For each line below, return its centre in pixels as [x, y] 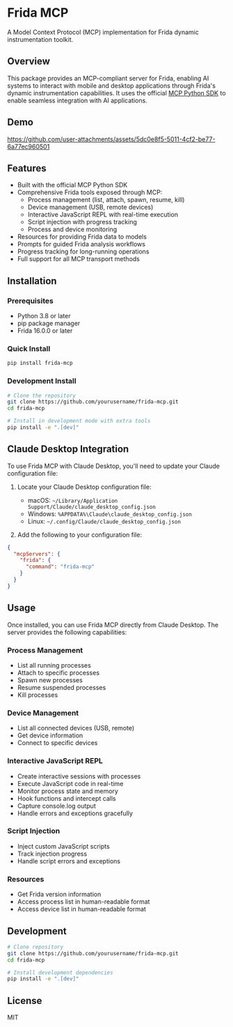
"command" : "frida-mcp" [60, 567]
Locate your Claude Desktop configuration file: [84, 487]
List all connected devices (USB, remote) [76, 728]
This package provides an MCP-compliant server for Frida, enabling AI [108, 78]
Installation [32, 281]
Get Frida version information [59, 894]
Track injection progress [52, 854]
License [25, 1001]
